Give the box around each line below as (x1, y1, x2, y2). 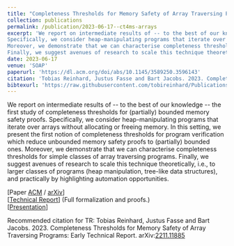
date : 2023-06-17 (7, 56, 58, 63)
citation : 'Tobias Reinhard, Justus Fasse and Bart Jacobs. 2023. (7, 75, 204, 82)
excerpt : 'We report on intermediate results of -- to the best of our (7, 29, 219, 37)
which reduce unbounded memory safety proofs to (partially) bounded (7, 137, 210, 146)
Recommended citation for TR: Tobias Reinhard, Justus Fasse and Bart (7, 217, 210, 225)
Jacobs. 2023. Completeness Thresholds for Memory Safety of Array (7, 224, 207, 232)
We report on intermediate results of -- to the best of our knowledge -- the (7, 100, 221, 109)
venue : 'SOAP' (7, 62, 49, 69)
